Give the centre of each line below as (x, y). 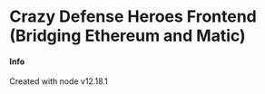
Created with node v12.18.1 (59, 81)
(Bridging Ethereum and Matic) (128, 36)
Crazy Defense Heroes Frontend (133, 17)
